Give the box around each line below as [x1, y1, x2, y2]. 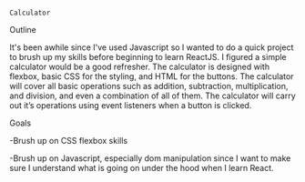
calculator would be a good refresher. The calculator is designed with [9, 61, 270, 72]
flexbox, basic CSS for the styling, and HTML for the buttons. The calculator [9, 71, 294, 82]
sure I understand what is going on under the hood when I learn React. [9, 163, 274, 173]
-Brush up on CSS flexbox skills [9, 136, 128, 146]
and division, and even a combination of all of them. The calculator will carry [9, 90, 296, 101]
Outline [9, 25, 36, 35]
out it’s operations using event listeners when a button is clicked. [9, 100, 252, 110]
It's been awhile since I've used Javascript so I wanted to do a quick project [9, 42, 294, 53]
